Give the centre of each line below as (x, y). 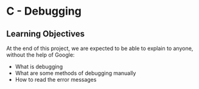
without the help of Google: (40, 55)
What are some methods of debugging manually (75, 73)
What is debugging (39, 66)
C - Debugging (44, 11)
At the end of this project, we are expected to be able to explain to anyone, (100, 48)
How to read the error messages (56, 80)
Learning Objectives (46, 34)
